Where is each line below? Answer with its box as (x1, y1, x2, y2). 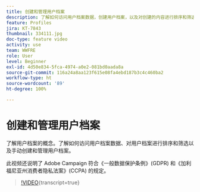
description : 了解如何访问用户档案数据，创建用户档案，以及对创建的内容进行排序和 (6, 14, 187, 20)
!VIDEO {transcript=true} (20, 179, 80, 186)
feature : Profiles (6, 20, 52, 26)
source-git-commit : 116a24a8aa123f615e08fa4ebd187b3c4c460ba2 (6, 70, 164, 75)
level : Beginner (6, 58, 46, 64)
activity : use (6, 42, 42, 48)
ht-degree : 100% (6, 86, 46, 92)
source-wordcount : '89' (6, 81, 65, 87)
